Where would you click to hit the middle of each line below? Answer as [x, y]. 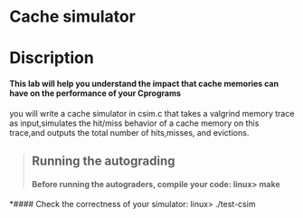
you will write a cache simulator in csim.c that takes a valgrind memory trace [152, 113]
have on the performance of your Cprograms [95, 93]
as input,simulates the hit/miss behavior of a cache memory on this [134, 123]
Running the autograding [103, 161]
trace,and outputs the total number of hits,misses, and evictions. [129, 132]
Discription [52, 58]
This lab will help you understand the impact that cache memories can [144, 83]
